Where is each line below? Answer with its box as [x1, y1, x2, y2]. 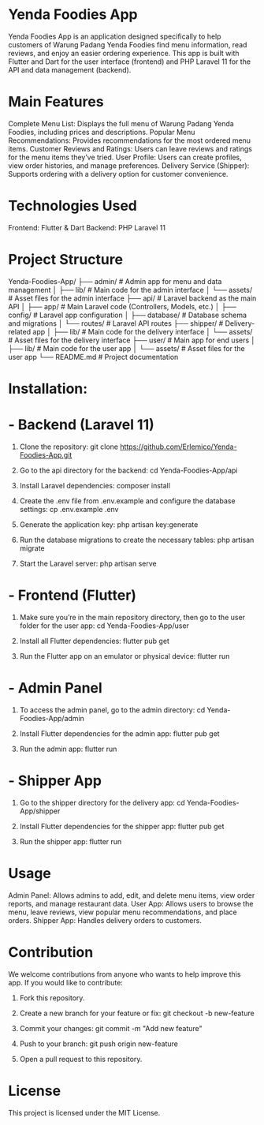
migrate [19, 543, 45, 553]
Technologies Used [8, 197, 138, 215]
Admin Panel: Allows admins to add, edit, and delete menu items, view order [8, 890, 255, 900]
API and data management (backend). [8, 65, 132, 74]
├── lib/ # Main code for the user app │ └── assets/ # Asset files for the [8, 343, 246, 353]
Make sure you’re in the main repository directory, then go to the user [19, 612, 246, 622]
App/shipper [19, 806, 61, 816]
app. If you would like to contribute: [8, 977, 124, 987]
